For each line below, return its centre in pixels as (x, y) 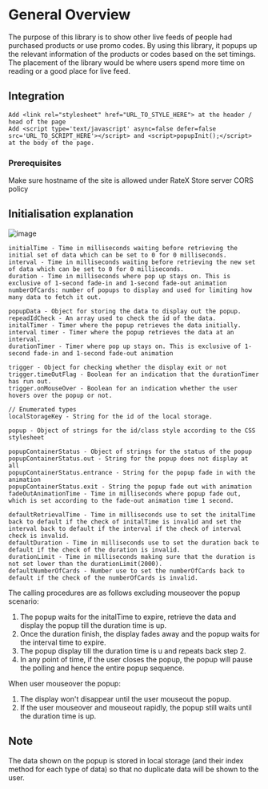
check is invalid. (39, 536)
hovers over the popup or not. (60, 395)
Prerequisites (35, 163)
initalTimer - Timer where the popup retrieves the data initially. (125, 325)
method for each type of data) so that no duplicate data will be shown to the (134, 769)
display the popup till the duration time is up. (93, 625)
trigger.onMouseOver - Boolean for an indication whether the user (123, 388)
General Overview (70, 15)
